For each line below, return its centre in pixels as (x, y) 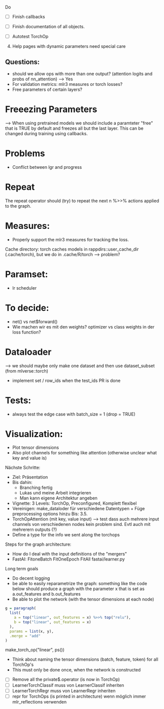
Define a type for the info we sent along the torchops (66, 535)
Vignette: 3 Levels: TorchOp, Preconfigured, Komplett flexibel (74, 503)
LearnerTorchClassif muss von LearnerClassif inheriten (68, 685)
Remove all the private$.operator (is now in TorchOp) (66, 679)
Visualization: (34, 434)
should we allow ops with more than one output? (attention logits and (82, 74)
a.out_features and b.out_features (46, 594)
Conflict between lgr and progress (47, 167)
